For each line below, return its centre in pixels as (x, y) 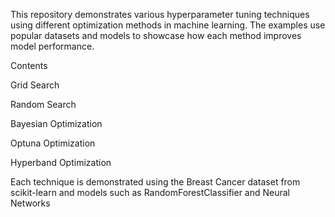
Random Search (43, 104)
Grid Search (35, 85)
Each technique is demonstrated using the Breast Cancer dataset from (155, 182)
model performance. (52, 46)
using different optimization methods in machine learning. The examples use (168, 25)
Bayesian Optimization (56, 123)
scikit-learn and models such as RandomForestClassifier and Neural (150, 192)
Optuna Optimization (53, 143)
